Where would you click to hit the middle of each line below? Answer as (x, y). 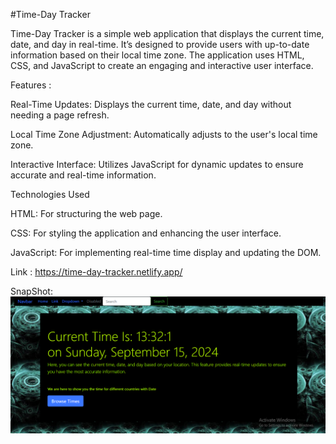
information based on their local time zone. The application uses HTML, (157, 55)
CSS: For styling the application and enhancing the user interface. (146, 233)
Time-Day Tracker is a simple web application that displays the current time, (167, 33)
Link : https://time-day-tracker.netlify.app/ (96, 272)
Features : (31, 85)
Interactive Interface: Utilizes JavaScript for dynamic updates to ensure (157, 164)
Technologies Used (50, 194)
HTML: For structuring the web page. (86, 213)
